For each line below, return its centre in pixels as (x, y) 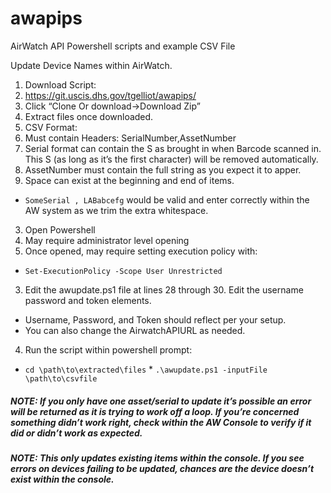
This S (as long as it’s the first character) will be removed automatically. (171, 159)
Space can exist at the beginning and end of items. (129, 180)
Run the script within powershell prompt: (108, 349)
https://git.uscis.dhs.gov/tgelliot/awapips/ (110, 95)
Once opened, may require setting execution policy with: (141, 251)
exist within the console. (62, 479)
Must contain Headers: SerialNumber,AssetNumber (130, 138)
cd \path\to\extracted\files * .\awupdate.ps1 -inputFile (146, 369)
